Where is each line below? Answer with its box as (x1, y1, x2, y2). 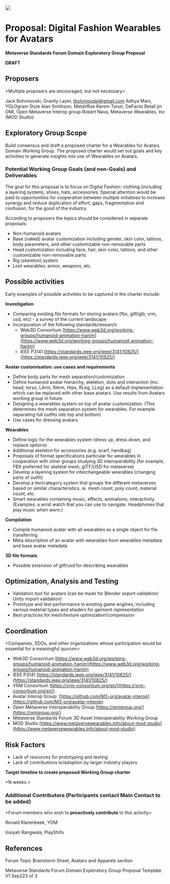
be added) (5, 798, 31, 805)
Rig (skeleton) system (12, 257, 58, 263)
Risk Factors (5, 740, 46, 749)
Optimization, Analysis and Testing (5, 577, 119, 586)
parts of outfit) (12, 474, 43, 480)
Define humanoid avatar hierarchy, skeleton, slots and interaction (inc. (12, 379, 159, 385)
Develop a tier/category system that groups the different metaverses (12, 479, 156, 485)
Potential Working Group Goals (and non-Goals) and (5, 166, 136, 173)
